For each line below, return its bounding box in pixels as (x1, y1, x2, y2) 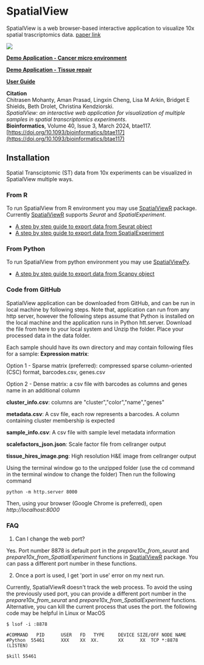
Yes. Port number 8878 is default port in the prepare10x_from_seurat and (6, 547, 189, 554)
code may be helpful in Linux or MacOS (6, 609, 105, 617)
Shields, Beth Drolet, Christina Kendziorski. (6, 102, 114, 110)
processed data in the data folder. (6, 331, 91, 339)
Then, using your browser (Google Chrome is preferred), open (6, 499, 163, 507)
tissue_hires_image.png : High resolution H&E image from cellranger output (6, 452, 197, 459)
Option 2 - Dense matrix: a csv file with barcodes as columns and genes (6, 380, 188, 387)
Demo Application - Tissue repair (6, 66, 93, 73)
